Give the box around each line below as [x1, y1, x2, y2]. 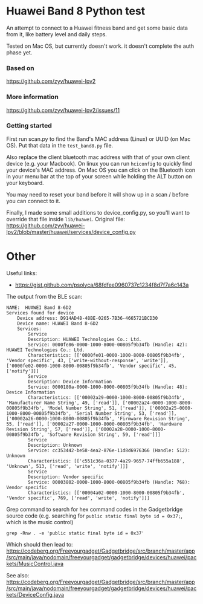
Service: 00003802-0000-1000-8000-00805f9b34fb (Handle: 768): [28, 479, 190, 485]
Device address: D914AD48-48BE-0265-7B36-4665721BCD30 [17, 315, 158, 321]
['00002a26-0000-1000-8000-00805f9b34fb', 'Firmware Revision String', [6, 415, 190, 421]
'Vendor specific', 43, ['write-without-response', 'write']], [6, 357, 169, 363]
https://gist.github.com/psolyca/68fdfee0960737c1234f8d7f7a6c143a [14, 281, 189, 288]
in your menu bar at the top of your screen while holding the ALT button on [6, 172, 192, 180]
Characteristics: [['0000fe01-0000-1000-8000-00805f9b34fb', [28, 352, 185, 358]
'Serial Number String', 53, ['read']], [73, 410, 177, 417]
